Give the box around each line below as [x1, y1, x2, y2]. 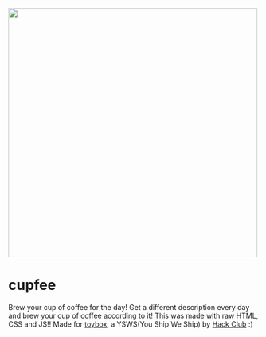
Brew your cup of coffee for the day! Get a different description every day [8, 302, 250, 312]
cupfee [8, 276, 57, 294]
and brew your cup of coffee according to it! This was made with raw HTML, [8, 311, 259, 320]
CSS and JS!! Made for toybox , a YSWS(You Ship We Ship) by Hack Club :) [8, 319, 253, 329]
